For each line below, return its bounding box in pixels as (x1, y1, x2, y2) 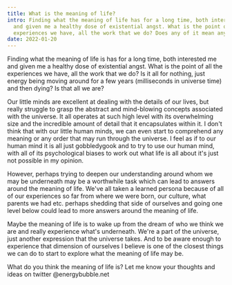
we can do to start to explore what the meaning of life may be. (7, 250, 184, 258)
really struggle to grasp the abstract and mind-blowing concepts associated (7, 105, 223, 113)
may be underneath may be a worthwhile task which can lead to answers (7, 177, 215, 185)
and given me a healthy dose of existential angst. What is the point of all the (7, 62, 223, 71)
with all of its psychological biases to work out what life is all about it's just (7, 149, 219, 158)
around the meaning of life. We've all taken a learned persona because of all (7, 185, 224, 193)
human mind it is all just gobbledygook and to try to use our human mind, (7, 142, 215, 150)
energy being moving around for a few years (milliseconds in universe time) (7, 77, 222, 85)
